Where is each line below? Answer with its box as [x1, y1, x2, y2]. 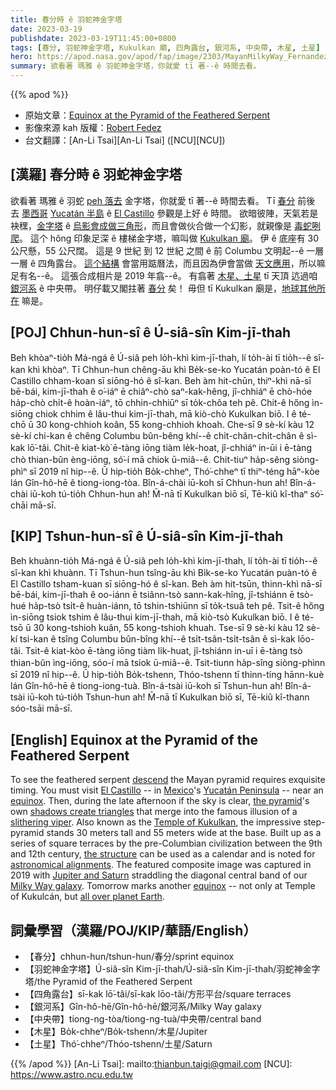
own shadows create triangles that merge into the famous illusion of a [10, 806, 298, 818]
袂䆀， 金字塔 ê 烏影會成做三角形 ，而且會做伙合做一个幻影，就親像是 [10, 219, 293, 231]
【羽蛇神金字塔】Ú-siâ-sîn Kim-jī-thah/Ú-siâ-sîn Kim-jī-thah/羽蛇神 [24, 963, 303, 975]
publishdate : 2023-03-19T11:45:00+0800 [10, 33, 177, 43]
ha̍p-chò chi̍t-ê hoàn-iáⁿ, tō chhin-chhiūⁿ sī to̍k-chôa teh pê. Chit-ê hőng [10, 396, 310, 408]
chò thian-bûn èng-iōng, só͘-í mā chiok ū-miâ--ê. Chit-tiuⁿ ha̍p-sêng [10, 453, 291, 465]
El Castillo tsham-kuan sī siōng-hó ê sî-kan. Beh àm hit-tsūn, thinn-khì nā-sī [10, 578, 323, 590]
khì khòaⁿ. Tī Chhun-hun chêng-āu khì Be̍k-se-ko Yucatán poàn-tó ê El [27, 363, 321, 375]
